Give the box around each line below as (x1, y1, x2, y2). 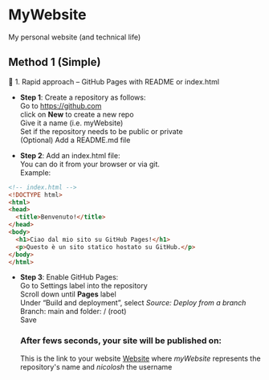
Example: (19, 167, 51, 178)
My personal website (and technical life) (8, 32, 141, 42)
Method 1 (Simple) (8, 55, 101, 69)
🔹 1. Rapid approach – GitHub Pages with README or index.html (8, 76, 219, 86)
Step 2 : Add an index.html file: (19, 150, 120, 160)
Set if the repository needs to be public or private (19, 126, 183, 136)
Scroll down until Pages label (19, 289, 116, 299)
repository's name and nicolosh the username (19, 362, 173, 371)
